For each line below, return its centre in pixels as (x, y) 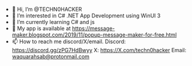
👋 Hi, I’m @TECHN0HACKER (47, 9)
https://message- (93, 28)
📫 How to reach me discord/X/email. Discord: (69, 41)
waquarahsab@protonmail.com (51, 56)
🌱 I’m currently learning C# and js (53, 22)
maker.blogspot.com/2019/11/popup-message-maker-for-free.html (94, 35)
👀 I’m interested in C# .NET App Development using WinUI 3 (86, 16)
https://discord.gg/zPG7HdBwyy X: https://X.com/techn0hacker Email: (99, 50)
